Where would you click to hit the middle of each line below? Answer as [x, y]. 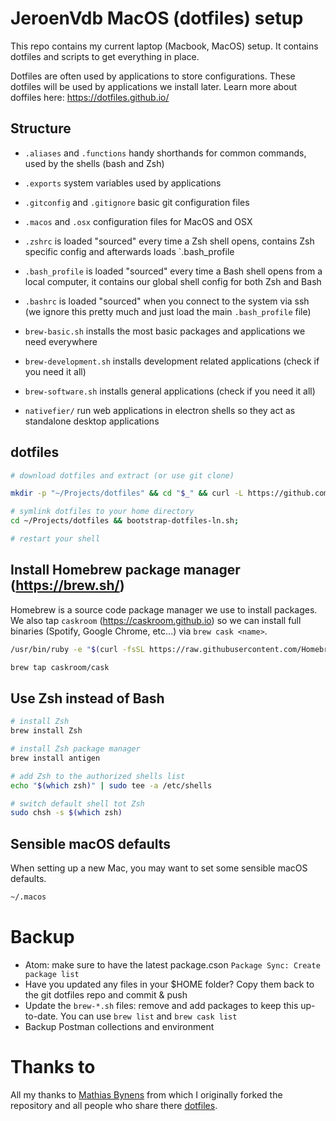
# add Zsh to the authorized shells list [98, 776]
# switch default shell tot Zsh [77, 803]
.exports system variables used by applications [123, 183]
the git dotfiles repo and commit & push [106, 994]
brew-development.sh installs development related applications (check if [172, 361]
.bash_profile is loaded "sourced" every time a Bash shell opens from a [173, 271]
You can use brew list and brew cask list [149, 1016]
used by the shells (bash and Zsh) [94, 163]
